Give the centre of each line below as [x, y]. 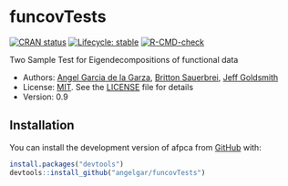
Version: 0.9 [45, 97]
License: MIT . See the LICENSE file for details [108, 87]
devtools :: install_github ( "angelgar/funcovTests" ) [108, 172]
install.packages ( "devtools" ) [67, 164]
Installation [42, 125]
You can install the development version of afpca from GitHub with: [135, 147]
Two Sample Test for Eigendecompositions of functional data [124, 59]
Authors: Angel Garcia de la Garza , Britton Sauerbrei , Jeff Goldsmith [150, 77]
